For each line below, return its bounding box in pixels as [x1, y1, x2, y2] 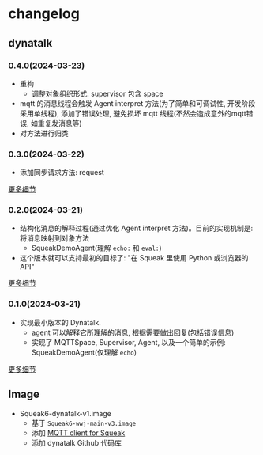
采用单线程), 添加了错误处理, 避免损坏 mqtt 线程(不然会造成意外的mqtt [19, 108, 246, 118]
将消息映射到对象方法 [19, 233, 89, 243]
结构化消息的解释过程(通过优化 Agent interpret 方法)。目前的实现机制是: [19, 223, 254, 233]
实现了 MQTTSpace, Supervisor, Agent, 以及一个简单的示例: [31, 337, 227, 347]
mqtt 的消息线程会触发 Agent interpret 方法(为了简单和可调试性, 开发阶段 [19, 98, 255, 108]
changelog [8, 5, 81, 23]
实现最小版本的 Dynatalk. [19, 317, 101, 327]
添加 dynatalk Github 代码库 [31, 438, 122, 447]
